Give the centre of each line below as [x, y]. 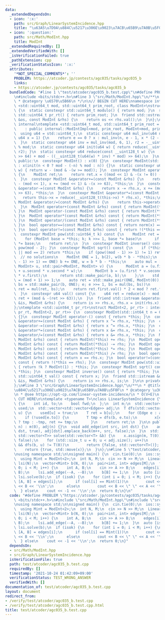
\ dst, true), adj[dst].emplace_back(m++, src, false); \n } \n [80, 431]
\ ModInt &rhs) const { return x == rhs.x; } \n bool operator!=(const [89, 358]
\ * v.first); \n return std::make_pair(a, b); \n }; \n [79, 276]
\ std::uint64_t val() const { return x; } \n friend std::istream [84, 376]
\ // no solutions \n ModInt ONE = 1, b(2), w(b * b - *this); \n [85, 257]
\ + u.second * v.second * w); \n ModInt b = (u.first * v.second [88, 271]
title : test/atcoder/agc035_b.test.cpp [46, 610]
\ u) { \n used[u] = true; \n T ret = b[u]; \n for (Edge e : [85, 413]
